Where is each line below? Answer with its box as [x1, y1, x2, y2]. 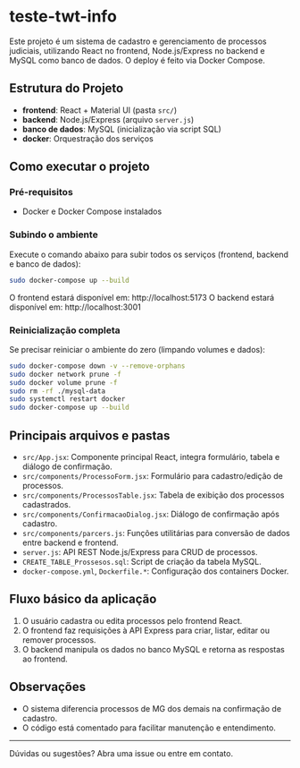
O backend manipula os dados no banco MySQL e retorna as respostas [21, 644, 286, 654]
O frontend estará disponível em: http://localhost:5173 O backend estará [9, 292, 275, 303]
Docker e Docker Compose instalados [21, 206, 162, 217]
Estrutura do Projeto [9, 81, 124, 96]
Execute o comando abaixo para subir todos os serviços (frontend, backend [9, 249, 288, 260]
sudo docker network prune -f [9, 370, 122, 379]
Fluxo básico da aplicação [9, 592, 157, 607]
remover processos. [21, 634, 96, 645]
